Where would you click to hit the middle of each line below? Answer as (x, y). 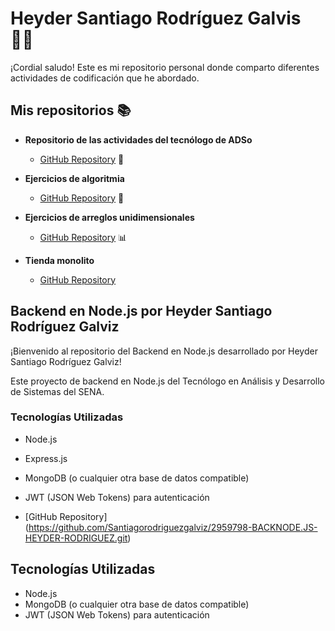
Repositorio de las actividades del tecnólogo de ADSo (138, 139)
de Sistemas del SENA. (57, 391)
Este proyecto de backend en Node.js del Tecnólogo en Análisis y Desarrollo (167, 381)
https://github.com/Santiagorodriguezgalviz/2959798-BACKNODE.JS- (173, 527)
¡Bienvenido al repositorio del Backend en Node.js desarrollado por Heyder (164, 351)
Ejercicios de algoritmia (74, 178)
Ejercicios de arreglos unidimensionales (109, 217)
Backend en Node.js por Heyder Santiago (141, 311)
